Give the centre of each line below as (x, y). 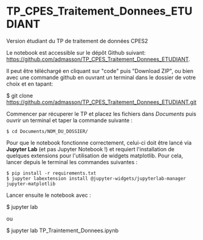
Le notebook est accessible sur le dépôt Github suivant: (76, 52)
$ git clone (20, 95)
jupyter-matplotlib (31, 183)
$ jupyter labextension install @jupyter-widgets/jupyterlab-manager (96, 178)
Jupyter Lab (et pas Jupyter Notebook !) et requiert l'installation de (91, 149)
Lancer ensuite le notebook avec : (49, 195)
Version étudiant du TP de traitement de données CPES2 (77, 41)
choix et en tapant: (30, 84)
